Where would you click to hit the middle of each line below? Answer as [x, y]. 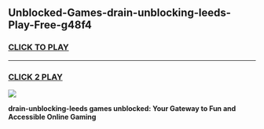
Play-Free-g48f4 [50, 25]
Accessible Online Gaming [52, 116]
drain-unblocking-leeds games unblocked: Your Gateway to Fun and [122, 108]
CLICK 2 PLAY [35, 77]
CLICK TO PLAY [38, 48]
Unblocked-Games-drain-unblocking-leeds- [120, 13]
